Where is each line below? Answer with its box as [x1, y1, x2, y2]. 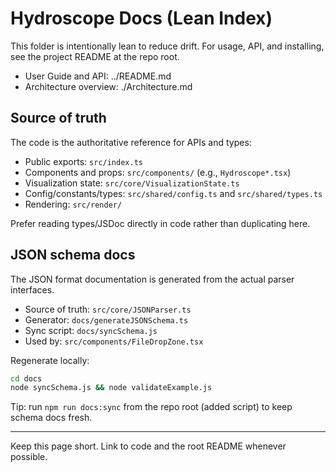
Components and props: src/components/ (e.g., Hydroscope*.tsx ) [24, 166, 292, 178]
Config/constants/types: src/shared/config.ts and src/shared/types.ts [24, 187, 323, 199]
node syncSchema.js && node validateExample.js [10, 383, 213, 393]
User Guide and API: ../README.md [24, 70, 172, 82]
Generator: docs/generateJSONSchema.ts [24, 313, 189, 326]
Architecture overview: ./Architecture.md [24, 80, 193, 92]
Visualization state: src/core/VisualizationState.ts [24, 177, 240, 189]
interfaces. [10, 283, 55, 296]
